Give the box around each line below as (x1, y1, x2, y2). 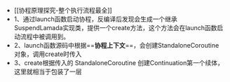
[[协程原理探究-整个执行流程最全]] (13, 6, 112, 14)
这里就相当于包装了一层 (13, 67, 82, 76)
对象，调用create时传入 (13, 50, 82, 58)
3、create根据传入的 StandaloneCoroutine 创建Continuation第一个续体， (13, 59, 224, 67)
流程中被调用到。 (20, 32, 70, 41)
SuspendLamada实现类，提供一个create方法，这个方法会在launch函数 (13, 24, 217, 32)
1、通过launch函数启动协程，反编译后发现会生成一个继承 (13, 15, 177, 23)
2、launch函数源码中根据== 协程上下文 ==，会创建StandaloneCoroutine (13, 41, 219, 49)
